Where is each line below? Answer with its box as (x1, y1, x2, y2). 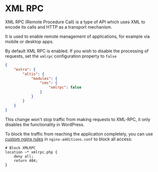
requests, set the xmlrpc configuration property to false (5, 53, 117, 59)
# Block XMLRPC (5, 145, 36, 150)
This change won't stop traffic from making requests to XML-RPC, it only (5, 116, 151, 122)
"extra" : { (14, 67, 36, 72)
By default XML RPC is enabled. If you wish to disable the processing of (5, 48, 149, 54)
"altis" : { (22, 71, 45, 77)
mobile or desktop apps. (5, 38, 54, 44)
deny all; (14, 154, 34, 159)
